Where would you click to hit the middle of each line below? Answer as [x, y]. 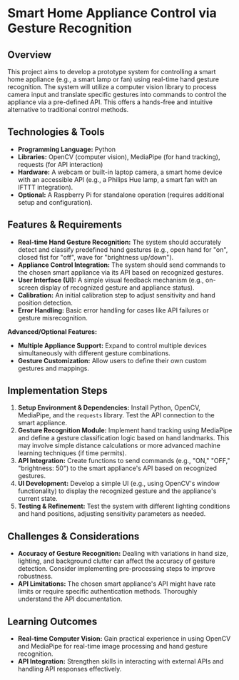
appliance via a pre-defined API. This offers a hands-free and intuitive [110, 102]
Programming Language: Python [67, 149]
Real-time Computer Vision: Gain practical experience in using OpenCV [124, 639]
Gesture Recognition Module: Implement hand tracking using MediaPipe [125, 430]
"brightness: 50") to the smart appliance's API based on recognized [117, 468]
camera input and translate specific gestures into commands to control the [117, 95]
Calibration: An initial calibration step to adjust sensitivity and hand [116, 295]
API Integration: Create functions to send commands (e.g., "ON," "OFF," [124, 461]
